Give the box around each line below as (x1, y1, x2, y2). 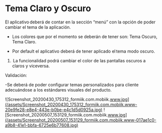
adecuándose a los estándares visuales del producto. (5, 87, 112, 93)
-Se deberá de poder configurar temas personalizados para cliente (5, 81, 139, 88)
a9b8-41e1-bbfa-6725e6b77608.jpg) (5, 122, 79, 128)
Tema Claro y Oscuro (5, 3, 91, 14)
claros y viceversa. (12, 63, 50, 69)
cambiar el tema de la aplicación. (5, 24, 71, 30)
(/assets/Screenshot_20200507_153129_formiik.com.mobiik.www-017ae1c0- (5, 117, 157, 123)
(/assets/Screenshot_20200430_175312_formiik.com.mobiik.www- (5, 101, 137, 107)
